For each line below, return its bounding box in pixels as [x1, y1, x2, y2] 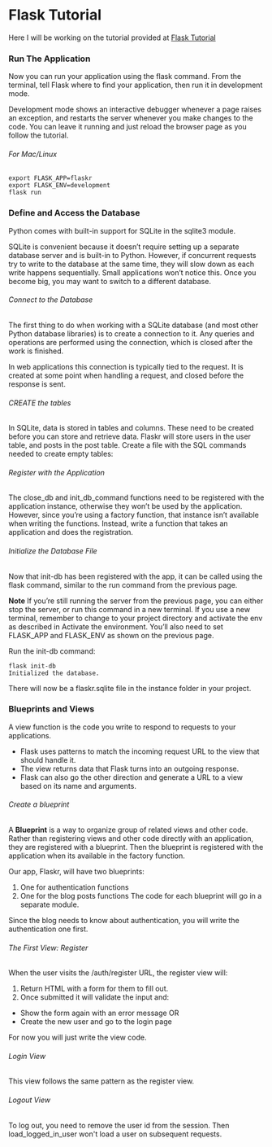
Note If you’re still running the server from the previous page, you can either [8, 596, 264, 606]
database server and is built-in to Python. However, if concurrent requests [8, 250, 257, 260]
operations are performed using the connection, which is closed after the [8, 337, 253, 347]
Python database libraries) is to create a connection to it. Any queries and [8, 328, 255, 339]
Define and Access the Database [8, 208, 140, 219]
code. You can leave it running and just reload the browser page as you [8, 122, 247, 132]
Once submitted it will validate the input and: [19, 992, 170, 1002]
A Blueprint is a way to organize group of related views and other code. [8, 825, 248, 835]
